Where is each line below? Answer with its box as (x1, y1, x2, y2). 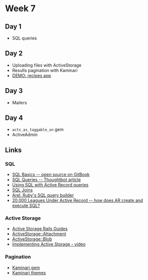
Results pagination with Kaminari (12, 67, 78, 73)
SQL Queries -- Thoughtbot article (12, 177, 81, 183)
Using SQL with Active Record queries (12, 182, 89, 188)
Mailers (12, 99, 27, 105)
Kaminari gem (12, 264, 40, 270)
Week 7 (5, 3, 36, 14)
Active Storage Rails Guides (12, 226, 68, 232)
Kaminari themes (12, 270, 46, 276)
